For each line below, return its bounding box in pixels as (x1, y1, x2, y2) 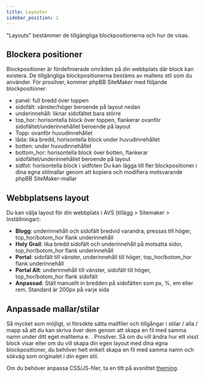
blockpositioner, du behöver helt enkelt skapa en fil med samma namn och (6, 346, 194, 353)
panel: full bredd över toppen (15, 97, 89, 104)
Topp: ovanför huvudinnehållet (15, 129, 93, 137)
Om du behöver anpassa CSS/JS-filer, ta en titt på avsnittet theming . (6, 364, 179, 371)
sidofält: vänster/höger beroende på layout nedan (15, 104, 141, 111)
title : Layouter (6, 9, 48, 15)
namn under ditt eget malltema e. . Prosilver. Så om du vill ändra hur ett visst (6, 333, 199, 340)
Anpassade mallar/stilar (6, 304, 100, 314)
